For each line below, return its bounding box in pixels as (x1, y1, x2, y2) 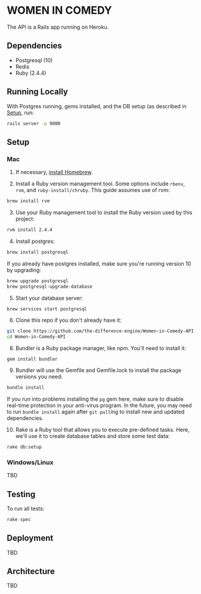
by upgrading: (7, 266, 41, 273)
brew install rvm (7, 198, 50, 204)
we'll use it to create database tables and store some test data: (15, 432, 170, 440)
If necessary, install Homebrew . (15, 169, 93, 176)
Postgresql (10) (15, 56, 53, 63)
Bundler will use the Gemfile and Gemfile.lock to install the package (15, 367, 182, 374)
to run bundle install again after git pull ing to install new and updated (7, 408, 185, 415)
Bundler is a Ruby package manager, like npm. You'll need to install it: (15, 345, 187, 352)
